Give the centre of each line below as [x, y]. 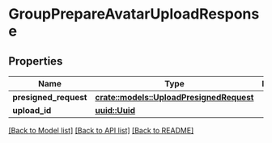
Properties [36, 61]
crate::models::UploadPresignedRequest [174, 97]
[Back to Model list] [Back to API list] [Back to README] [101, 130]
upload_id [32, 110]
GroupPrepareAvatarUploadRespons [134, 14]
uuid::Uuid [115, 110]
